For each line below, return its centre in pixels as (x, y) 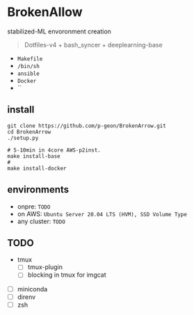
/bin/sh (28, 66)
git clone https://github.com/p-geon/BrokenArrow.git (87, 126)
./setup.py (23, 138)
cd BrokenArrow (29, 132)
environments (38, 189)
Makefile (30, 59)
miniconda (32, 289)
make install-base (34, 156)
